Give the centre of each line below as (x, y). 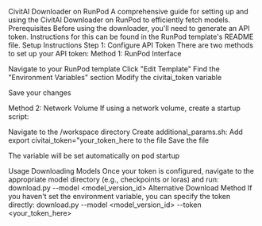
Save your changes (40, 93)
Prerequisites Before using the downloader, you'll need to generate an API (129, 28)
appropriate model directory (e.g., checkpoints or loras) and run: (114, 179)
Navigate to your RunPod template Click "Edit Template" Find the (114, 69)
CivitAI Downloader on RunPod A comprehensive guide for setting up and (128, 11)
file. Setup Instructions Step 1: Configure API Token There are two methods (131, 45)
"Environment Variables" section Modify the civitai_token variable (115, 77)
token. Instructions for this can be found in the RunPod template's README (131, 36)
